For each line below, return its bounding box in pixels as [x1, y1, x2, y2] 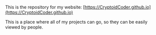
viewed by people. [5, 24, 44, 30]
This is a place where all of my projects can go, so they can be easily [5, 19, 148, 25]
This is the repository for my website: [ [5, 4, 85, 10]
